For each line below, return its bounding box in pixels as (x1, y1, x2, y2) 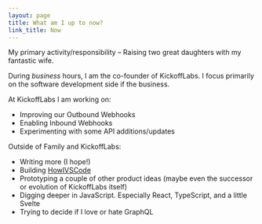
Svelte (19, 199, 41, 208)
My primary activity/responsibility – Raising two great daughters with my (8, 48, 242, 57)
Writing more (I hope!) (19, 157, 91, 167)
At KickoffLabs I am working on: (8, 95, 111, 105)
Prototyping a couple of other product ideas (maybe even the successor (19, 174, 253, 183)
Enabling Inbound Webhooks (19, 119, 113, 128)
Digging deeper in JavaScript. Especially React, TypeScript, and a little (19, 190, 247, 200)
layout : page (8, 11, 51, 20)
